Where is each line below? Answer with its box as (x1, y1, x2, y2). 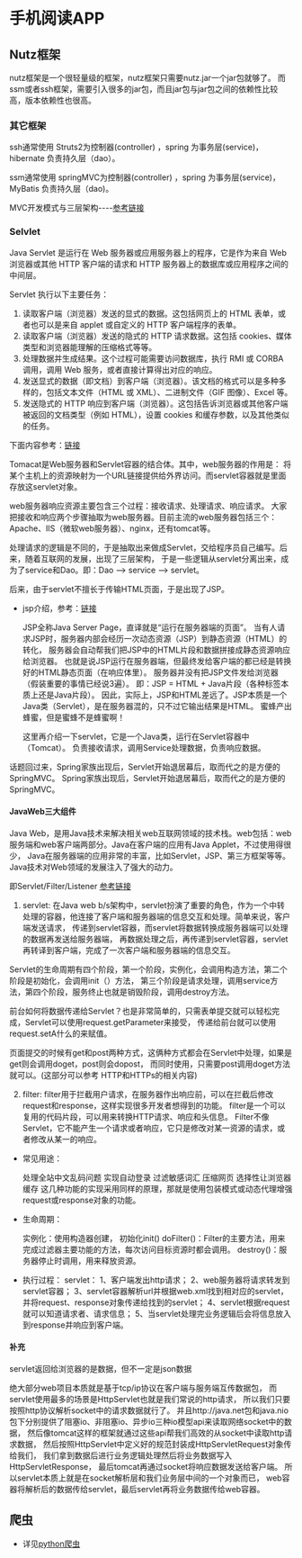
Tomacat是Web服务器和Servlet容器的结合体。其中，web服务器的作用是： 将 (9, 458, 292, 469)
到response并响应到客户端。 (22, 1319, 129, 1330)
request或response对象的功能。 (22, 1194, 141, 1205)
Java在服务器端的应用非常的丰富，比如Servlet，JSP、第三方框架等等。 (26, 850, 290, 860)
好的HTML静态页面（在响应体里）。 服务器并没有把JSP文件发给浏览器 (22, 667, 279, 678)
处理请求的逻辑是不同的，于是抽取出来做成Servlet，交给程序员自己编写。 (9, 542, 280, 553)
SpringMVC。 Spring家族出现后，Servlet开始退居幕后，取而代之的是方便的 (9, 772, 286, 783)
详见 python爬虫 (22, 1538, 81, 1549)
